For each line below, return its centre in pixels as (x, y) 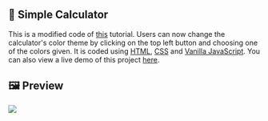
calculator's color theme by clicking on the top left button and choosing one (133, 42)
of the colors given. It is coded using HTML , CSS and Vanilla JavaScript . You (134, 51)
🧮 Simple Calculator (58, 15)
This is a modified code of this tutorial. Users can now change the (117, 34)
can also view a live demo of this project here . (84, 59)
